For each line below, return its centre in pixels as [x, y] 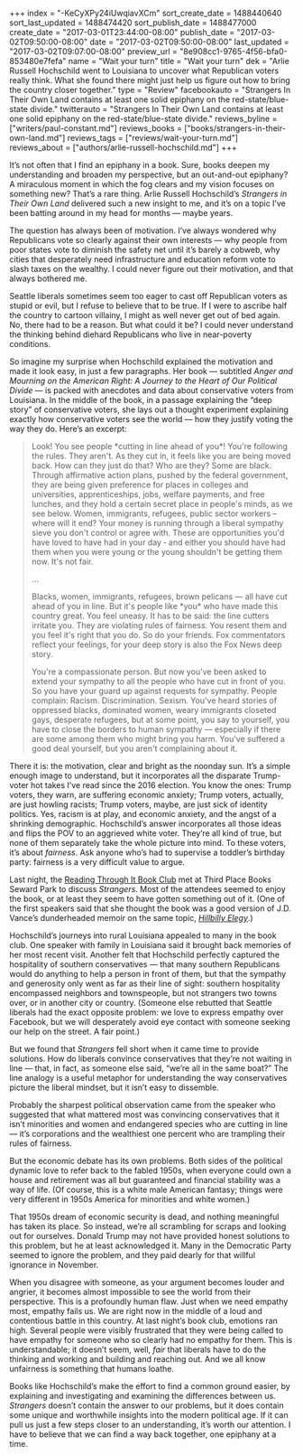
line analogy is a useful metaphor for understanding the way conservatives [148, 1078]
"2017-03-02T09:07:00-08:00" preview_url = [94, 52]
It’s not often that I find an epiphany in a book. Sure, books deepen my [140, 165]
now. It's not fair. [62, 561]
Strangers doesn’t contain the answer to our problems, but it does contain [147, 1405]
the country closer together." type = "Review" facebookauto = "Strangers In [150, 90]
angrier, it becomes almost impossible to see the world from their [130, 1292]
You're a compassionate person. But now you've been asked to [149, 672]
